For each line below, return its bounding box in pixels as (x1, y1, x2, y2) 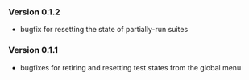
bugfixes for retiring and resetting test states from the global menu (19, 62, 242, 72)
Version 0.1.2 (8, 6, 60, 18)
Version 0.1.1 (8, 45, 58, 56)
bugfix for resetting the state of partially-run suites (19, 25, 189, 34)
